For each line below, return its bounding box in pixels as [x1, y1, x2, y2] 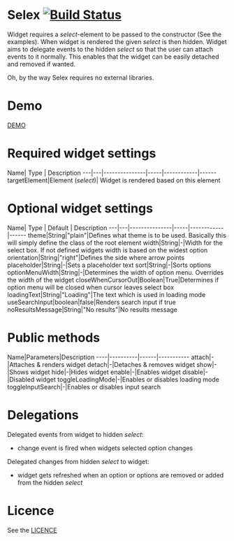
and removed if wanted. [7, 59, 75, 68]
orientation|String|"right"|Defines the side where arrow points [7, 253, 185, 261]
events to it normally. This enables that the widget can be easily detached [7, 52, 219, 61]
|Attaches [7, 360, 35, 368]
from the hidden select [17, 478, 83, 486]
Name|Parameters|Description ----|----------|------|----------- [7, 353, 190, 361]
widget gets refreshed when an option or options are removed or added [17, 470, 224, 479]
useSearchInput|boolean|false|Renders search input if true [7, 298, 176, 306]
